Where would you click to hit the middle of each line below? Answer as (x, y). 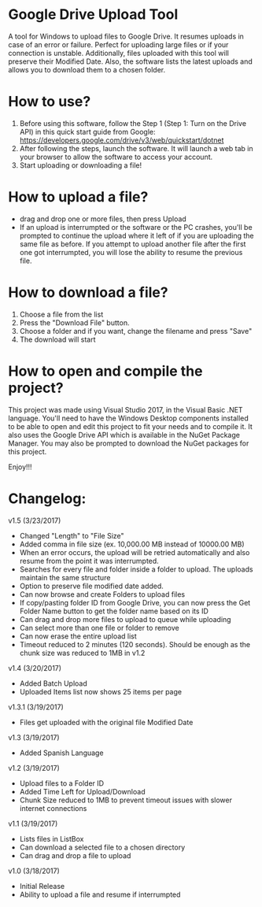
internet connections (53, 808)
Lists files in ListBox (52, 839)
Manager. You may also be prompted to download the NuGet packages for (129, 443)
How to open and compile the (105, 371)
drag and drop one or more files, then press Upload (103, 219)
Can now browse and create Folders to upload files (102, 594)
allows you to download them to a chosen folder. (87, 69)
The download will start (57, 339)
